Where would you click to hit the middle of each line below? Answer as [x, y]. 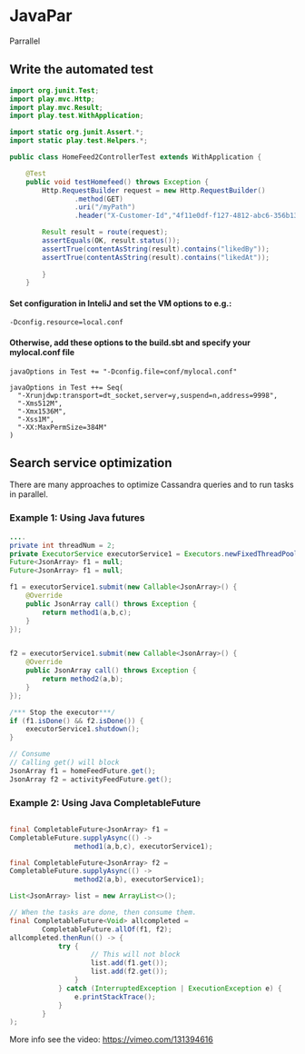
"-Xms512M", [40, 403]
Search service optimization [91, 463]
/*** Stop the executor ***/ [63, 712]
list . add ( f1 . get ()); [129, 963]
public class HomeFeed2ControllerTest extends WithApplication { [135, 157]
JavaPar [41, 16]
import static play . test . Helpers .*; [79, 141]
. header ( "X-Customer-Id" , [123, 216]
